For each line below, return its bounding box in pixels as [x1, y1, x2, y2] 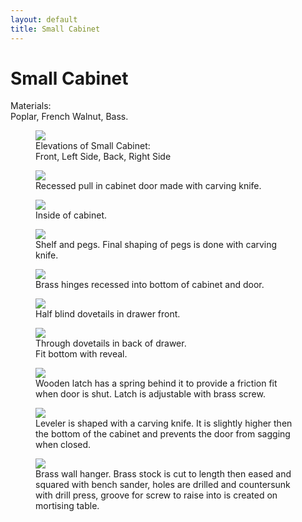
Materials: [10, 100, 52, 112]
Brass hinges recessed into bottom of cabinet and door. [35, 279, 265, 291]
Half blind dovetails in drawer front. [35, 308, 181, 320]
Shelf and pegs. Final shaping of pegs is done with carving [35, 239, 278, 251]
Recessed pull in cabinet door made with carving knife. [35, 180, 262, 192]
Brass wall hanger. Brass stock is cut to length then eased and [35, 468, 292, 480]
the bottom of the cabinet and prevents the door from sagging [35, 428, 291, 440]
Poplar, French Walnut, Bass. [10, 111, 129, 123]
